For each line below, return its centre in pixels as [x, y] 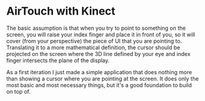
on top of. [18, 91]
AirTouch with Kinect [61, 11]
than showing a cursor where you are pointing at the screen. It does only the [102, 78]
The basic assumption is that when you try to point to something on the [96, 28]
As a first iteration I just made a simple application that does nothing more [99, 72]
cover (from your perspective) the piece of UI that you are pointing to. [94, 41]
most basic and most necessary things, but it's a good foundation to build [99, 85]
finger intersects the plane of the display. [58, 60]
